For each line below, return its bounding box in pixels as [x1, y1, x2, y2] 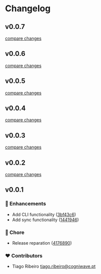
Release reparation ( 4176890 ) [12, 240, 72, 246]
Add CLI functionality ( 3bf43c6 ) [12, 211, 77, 217]
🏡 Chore [5, 229, 24, 236]
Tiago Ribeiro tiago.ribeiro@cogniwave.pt [12, 263, 96, 270]
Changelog [5, 3, 51, 14]
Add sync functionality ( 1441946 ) [12, 217, 79, 223]
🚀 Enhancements [5, 200, 46, 207]
